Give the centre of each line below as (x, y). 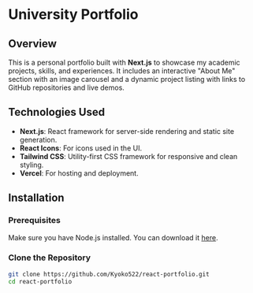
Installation (36, 198)
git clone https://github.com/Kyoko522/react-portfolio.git (109, 274)
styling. (32, 165)
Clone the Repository (50, 258)
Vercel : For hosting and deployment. (79, 173)
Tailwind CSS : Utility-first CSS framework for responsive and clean (128, 156)
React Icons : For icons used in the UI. (81, 148)
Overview (33, 44)
